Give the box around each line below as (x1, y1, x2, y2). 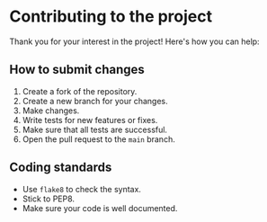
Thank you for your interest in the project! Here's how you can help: (9, 36, 260, 47)
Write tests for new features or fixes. (22, 114, 158, 125)
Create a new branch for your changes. (22, 95, 168, 106)
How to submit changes (9, 62, 146, 77)
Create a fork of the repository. (22, 85, 138, 96)
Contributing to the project (9, 6, 213, 27)
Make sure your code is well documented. (22, 202, 178, 213)
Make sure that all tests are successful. (22, 124, 168, 135)
